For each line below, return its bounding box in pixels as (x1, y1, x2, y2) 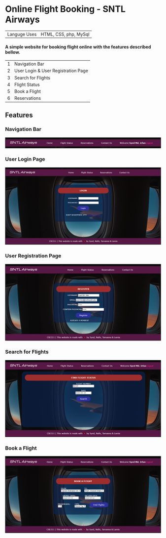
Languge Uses (7, 31, 37, 37)
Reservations (14, 95, 41, 101)
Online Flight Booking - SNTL (5, 3, 126, 15)
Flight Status (14, 82, 40, 87)
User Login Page (5, 156, 45, 163)
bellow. (5, 49, 21, 55)
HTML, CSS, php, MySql (40, 31, 90, 37)
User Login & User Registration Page (14, 68, 89, 74)
